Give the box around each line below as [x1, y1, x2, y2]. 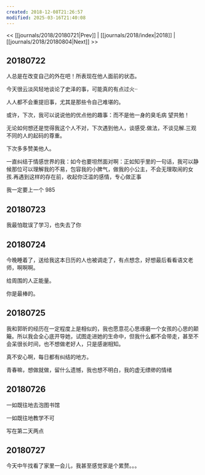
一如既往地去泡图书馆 [6, 401, 60, 408]
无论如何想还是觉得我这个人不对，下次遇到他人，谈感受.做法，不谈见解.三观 [6, 125, 197, 132]
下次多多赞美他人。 [6, 145, 55, 153]
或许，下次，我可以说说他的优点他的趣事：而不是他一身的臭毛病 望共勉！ [6, 111, 190, 119]
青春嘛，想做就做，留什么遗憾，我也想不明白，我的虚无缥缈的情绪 [6, 366, 172, 373]
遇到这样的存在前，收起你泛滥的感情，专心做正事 [18, 173, 142, 181]
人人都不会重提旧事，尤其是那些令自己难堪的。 [6, 98, 124, 106]
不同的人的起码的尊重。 [6, 132, 65, 139]
